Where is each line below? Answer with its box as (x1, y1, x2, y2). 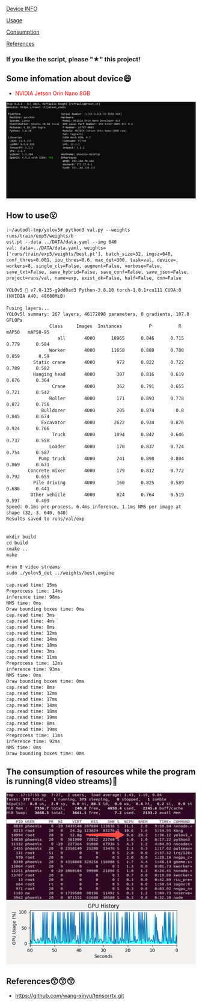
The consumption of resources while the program (6, 767, 196, 777)
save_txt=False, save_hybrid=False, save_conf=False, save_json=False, (6, 269, 189, 275)
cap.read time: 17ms (6, 696, 58, 702)
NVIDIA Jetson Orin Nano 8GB (14, 90, 90, 97)
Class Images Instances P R (49, 323, 182, 329)
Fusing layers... (6, 305, 50, 311)
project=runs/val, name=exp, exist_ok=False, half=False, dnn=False (6, 275, 182, 281)
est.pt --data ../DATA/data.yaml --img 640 (6, 239, 117, 245)
